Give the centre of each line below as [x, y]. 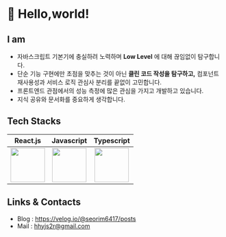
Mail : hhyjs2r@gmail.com [53, 226]
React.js [28, 140]
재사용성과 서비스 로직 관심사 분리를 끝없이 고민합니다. [89, 82]
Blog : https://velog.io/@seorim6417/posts [76, 219]
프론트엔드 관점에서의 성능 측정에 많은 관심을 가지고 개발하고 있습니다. [110, 91]
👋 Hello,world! [48, 14]
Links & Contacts [44, 202]
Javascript [70, 140]
